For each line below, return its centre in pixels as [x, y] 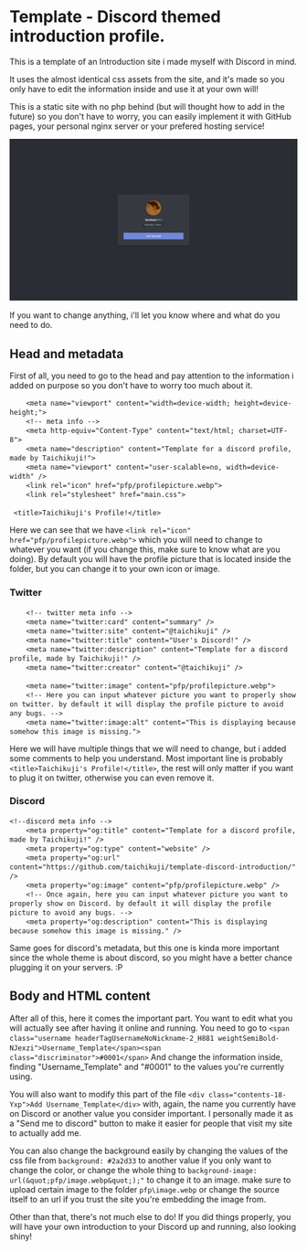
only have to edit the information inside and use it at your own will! [134, 89]
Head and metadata [67, 354]
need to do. [31, 325]
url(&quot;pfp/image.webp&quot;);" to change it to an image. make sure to [150, 1180]
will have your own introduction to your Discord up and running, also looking [153, 1226]
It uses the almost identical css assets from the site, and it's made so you [147, 79]
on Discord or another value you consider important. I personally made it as [152, 1113]
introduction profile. [87, 36]
